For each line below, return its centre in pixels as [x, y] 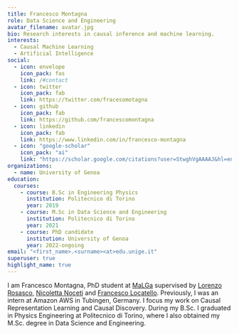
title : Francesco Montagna [47, 14]
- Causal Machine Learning [54, 47]
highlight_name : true [39, 265]
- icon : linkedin [39, 126]
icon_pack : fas [43, 73]
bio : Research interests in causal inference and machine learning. [111, 34]
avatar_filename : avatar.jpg [51, 27]
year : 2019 [42, 206]
